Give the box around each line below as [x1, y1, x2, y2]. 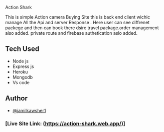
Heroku [12, 69, 28, 75]
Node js [12, 58, 29, 64]
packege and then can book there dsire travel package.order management [5, 25, 159, 31]
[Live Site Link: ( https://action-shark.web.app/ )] [5, 120, 125, 127]
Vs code [12, 79, 30, 85]
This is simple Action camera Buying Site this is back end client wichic [5, 14, 150, 20]
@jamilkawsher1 [12, 107, 46, 113]
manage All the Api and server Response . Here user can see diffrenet [5, 20, 150, 25]
